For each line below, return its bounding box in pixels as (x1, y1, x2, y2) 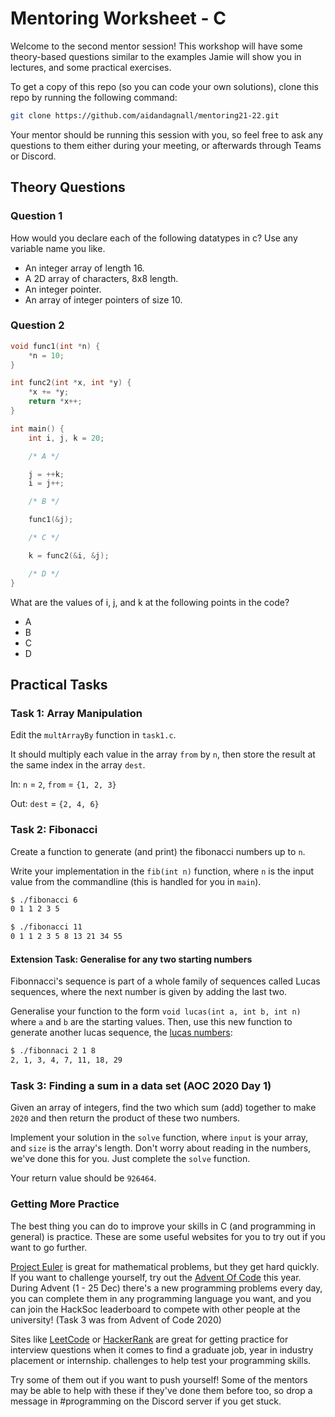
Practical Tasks (10, 676, 108, 693)
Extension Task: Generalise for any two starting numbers (10, 953, 253, 965)
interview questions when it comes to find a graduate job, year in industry (10, 1343, 314, 1356)
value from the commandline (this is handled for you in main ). (10, 875, 262, 887)
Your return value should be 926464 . (10, 1172, 157, 1184)
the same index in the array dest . (10, 759, 146, 771)
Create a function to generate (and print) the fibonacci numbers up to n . (10, 845, 306, 857)
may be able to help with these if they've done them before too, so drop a (10, 1384, 313, 1396)
